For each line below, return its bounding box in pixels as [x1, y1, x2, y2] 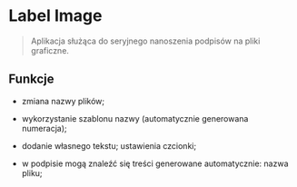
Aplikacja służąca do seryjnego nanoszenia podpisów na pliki [30, 35, 261, 46]
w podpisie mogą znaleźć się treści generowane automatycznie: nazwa [21, 158, 289, 169]
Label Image [8, 5, 103, 26]
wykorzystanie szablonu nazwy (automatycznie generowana [21, 113, 249, 123]
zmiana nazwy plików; [21, 95, 105, 106]
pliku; [21, 167, 43, 178]
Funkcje [8, 72, 55, 87]
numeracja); [21, 123, 67, 133]
